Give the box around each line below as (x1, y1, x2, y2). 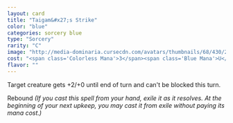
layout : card (7, 10, 45, 17)
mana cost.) (7, 108, 42, 117)
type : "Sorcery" (7, 36, 54, 43)
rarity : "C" (7, 42, 42, 49)
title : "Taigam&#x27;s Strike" (7, 17, 98, 23)
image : (7, 49, 26, 56)
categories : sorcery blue (7, 29, 82, 37)
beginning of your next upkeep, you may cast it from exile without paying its (7, 101, 225, 109)
